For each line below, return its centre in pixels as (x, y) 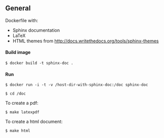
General (18, 8)
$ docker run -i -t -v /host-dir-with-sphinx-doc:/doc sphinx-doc (77, 85)
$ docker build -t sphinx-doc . (39, 63)
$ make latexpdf (22, 112)
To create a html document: (34, 122)
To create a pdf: (22, 103)
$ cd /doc (16, 94)
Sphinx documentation (36, 30)
